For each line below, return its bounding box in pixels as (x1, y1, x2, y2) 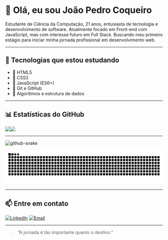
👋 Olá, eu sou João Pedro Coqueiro (5, 4, 152, 16)
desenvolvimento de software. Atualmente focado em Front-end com (5, 26, 147, 32)
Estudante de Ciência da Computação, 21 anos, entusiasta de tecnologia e (5, 21, 158, 27)
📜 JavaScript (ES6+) (12, 80, 54, 86)
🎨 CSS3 (12, 74, 28, 80)
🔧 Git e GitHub (12, 85, 42, 91)
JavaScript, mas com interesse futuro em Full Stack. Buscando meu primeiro (5, 31, 163, 37)
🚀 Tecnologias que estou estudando (5, 56, 119, 64)
